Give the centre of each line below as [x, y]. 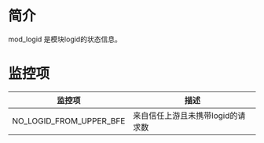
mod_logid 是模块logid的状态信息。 [65, 39]
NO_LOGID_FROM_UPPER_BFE [69, 120]
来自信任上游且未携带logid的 [185, 116]
